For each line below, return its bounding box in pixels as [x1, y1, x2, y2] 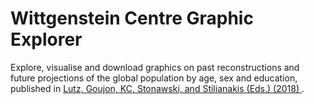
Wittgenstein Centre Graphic [10, 7, 254, 30]
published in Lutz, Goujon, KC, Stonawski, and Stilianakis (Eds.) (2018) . [10, 82, 305, 94]
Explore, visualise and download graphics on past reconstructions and [10, 61, 300, 73]
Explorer [10, 28, 83, 51]
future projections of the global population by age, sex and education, [10, 72, 298, 84]
